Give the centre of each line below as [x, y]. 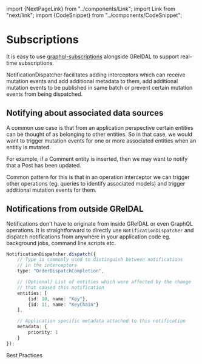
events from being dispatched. [45, 94]
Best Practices [24, 355]
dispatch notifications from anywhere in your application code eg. [89, 237]
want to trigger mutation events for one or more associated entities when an [101, 140]
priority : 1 [43, 332]
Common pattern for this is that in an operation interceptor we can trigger [98, 177]
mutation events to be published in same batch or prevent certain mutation [99, 87]
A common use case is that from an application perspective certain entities [100, 127]
